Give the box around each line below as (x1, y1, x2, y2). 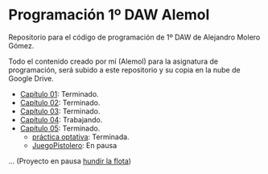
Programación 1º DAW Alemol (8, 6, 210, 24)
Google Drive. (8, 73, 55, 83)
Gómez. (8, 40, 35, 50)
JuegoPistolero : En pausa (31, 140, 118, 150)
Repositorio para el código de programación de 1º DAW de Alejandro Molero (8, 32, 261, 42)
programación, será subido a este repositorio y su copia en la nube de (8, 64, 241, 74)
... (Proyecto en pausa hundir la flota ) (8, 155, 131, 166)
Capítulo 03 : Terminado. (19, 106, 101, 116)
